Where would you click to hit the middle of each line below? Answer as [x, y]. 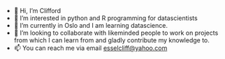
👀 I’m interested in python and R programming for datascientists [106, 18]
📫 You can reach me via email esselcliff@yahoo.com [90, 48]
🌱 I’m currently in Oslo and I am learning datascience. [90, 25]
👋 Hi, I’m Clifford [37, 11]
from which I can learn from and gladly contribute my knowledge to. [111, 40]
